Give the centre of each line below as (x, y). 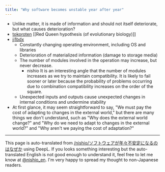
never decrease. (36, 65)
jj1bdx (18, 39)
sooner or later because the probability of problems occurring (89, 81)
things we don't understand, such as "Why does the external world (80, 117)
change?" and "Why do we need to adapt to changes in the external (81, 123)
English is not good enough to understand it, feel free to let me (90, 154)
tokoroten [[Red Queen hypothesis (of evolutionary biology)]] (74, 34)
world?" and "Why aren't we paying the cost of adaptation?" (73, 128)
